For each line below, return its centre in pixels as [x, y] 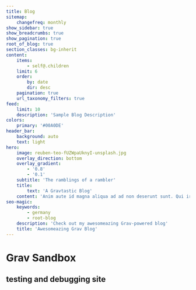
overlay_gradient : [39, 164]
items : [24, 60]
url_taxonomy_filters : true [50, 98]
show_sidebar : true [30, 28]
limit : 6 [27, 71]
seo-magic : [19, 202]
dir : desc [39, 88]
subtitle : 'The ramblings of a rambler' [66, 180]
